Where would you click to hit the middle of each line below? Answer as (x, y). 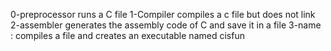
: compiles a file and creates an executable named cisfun (127, 35)
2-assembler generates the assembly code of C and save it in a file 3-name (166, 25)
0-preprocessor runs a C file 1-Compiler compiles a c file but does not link (163, 14)
